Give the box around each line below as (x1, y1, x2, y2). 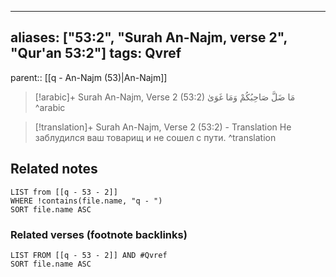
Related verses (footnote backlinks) (10, 227, 188, 241)
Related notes (10, 161, 98, 178)
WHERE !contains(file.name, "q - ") (10, 196, 163, 206)
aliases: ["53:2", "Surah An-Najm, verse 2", (10, 29, 288, 46)
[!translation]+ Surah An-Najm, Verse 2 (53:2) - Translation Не (34, 121, 292, 133)
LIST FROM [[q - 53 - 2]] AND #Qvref (10, 250, 168, 260)
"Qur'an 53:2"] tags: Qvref (10, 45, 182, 62)
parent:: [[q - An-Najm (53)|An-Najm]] (10, 71, 168, 83)
